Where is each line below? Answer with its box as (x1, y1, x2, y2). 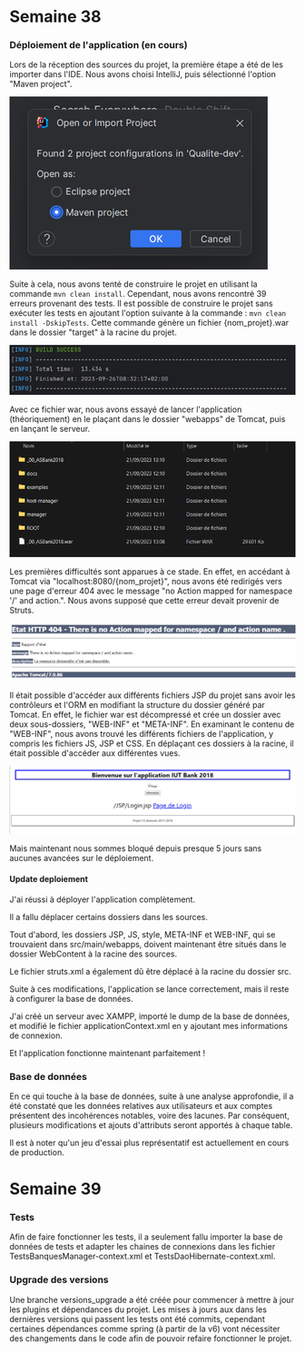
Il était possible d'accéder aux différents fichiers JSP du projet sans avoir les (9, 690, 296, 701)
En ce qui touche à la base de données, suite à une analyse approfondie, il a (9, 1091, 294, 1102)
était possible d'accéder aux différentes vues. (9, 747, 181, 759)
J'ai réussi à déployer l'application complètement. (9, 894, 196, 905)
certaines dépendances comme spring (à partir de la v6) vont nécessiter (9, 1323, 280, 1334)
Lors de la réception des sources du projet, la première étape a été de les (9, 59, 284, 70)
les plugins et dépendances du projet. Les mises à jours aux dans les (9, 1304, 268, 1315)
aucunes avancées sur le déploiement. (9, 853, 154, 864)
